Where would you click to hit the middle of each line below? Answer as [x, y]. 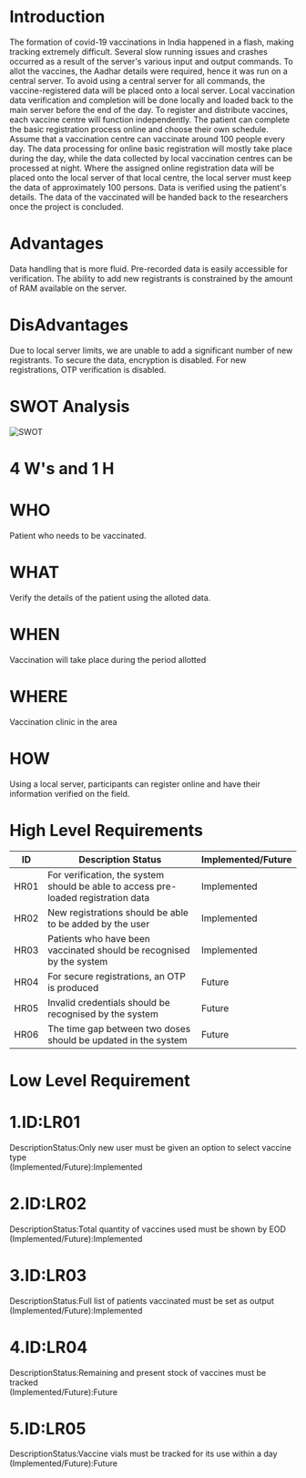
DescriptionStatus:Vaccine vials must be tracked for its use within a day [143, 1454]
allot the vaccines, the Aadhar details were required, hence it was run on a [149, 71]
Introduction [57, 17]
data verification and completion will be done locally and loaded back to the [152, 100]
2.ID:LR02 [48, 1203]
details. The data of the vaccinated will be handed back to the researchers [149, 197]
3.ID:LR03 [48, 1275]
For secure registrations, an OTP [117, 976]
